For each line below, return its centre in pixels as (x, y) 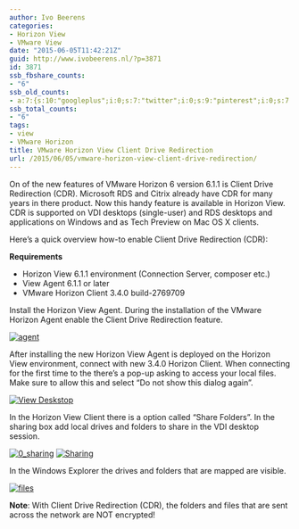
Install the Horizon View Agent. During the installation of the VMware (135, 310)
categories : (31, 26)
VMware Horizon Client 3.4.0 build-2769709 (104, 293)
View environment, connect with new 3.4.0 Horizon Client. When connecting (150, 363)
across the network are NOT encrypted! (83, 515)
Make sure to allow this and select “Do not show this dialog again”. (131, 382)
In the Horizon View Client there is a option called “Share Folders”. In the (142, 417)
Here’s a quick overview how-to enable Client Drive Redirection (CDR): (139, 239)
